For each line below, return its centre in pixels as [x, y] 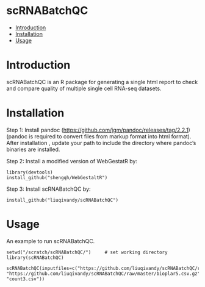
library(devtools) [30, 172]
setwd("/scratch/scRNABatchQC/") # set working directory [87, 252]
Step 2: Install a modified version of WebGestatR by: [72, 161]
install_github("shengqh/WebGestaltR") [57, 177]
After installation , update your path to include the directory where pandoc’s [101, 143]
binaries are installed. [33, 149]
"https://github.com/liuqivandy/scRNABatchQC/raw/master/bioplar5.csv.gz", [105, 274]
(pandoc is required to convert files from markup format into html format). [99, 136]
